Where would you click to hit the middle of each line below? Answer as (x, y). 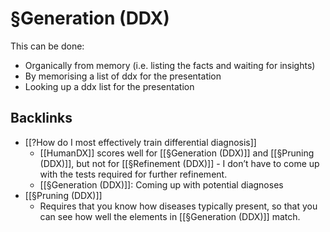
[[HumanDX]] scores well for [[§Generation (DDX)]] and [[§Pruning (177, 153)
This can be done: (47, 46)
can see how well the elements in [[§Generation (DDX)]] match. (170, 216)
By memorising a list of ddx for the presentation (123, 76)
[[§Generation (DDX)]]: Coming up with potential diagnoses (161, 184)
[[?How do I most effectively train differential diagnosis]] (140, 142)
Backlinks (41, 118)
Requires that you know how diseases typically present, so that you (178, 206)
